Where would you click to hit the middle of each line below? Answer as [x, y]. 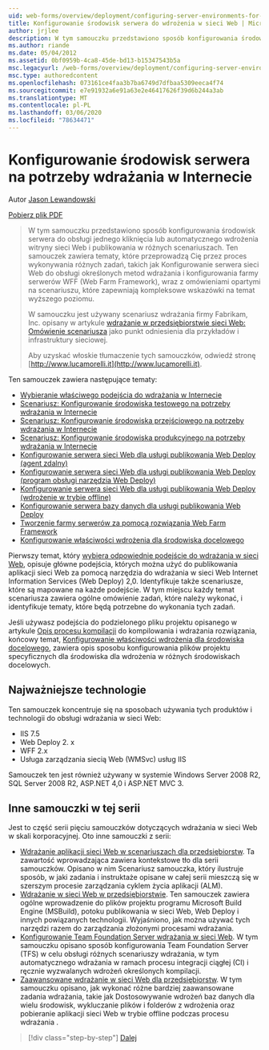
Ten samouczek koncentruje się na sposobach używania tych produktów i [130, 709]
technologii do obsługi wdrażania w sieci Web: [85, 718]
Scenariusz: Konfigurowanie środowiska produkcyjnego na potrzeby [132, 437]
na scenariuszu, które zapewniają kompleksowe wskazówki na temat [141, 290]
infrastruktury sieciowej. [68, 340]
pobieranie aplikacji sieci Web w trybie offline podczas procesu [124, 1014]
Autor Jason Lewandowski [52, 199]
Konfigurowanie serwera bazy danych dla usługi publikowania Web [130, 506]
